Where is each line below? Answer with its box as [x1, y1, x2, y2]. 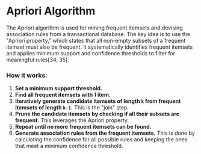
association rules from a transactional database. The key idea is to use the [6, 30, 191, 37]
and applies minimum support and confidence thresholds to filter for [6, 49, 176, 57]
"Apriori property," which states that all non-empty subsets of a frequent [6, 37, 186, 44]
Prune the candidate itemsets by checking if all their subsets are [14, 110, 179, 118]
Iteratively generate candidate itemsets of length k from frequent [14, 97, 181, 105]
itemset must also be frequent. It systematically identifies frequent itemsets [6, 43, 193, 51]
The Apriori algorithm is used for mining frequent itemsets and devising [6, 24, 183, 31]
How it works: [6, 71, 48, 79]
